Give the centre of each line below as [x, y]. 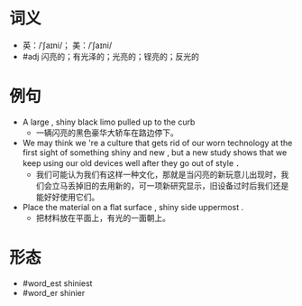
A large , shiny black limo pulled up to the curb [109, 122]
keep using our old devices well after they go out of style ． [133, 162]
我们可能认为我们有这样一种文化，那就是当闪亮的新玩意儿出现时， [158, 174]
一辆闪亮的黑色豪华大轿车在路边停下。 [107, 133]
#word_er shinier [54, 292]
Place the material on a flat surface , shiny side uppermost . [133, 207]
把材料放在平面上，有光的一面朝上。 [103, 218]
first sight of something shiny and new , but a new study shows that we [155, 152]
